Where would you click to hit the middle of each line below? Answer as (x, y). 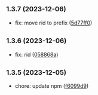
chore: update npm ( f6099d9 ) (52, 86)
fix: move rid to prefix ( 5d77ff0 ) (53, 23)
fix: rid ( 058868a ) (36, 54)
